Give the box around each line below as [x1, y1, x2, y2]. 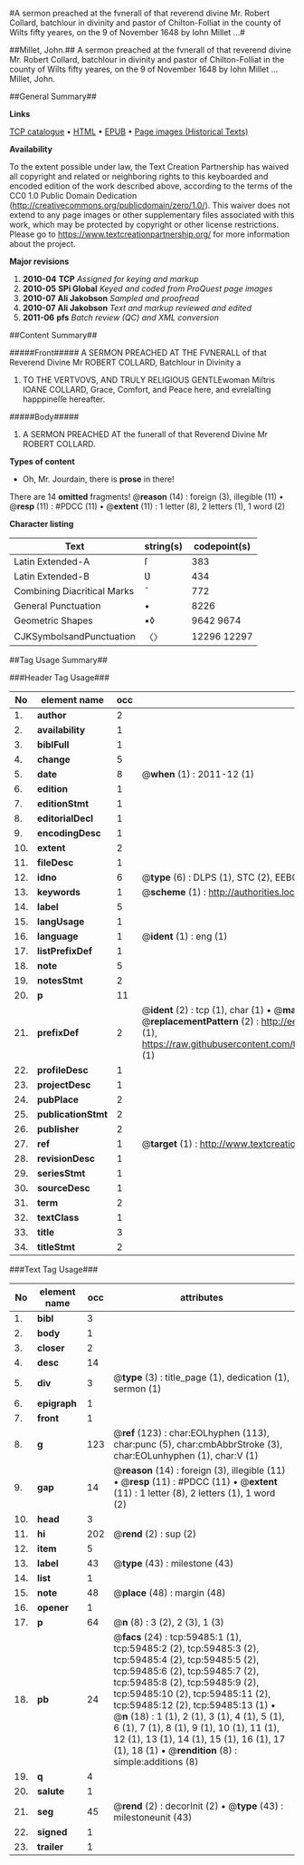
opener [37, 1601, 70, 1614]
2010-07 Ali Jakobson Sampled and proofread [22, 293, 199, 303]
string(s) [144, 540, 184, 552]
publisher [37, 1123, 80, 1135]
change [37, 753, 71, 766]
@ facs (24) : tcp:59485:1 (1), [113, 1631, 242, 1643]
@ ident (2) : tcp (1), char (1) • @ [141, 1004, 283, 1016]
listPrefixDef [37, 945, 93, 957]
